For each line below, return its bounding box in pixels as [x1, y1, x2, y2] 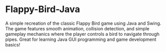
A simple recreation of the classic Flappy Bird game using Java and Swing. [5, 20, 161, 26]
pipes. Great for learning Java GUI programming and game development [5, 36, 156, 42]
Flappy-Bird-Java [5, 4, 80, 15]
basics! [5, 41, 20, 47]
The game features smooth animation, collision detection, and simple [5, 25, 150, 31]
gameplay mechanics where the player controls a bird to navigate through [5, 31, 160, 37]
